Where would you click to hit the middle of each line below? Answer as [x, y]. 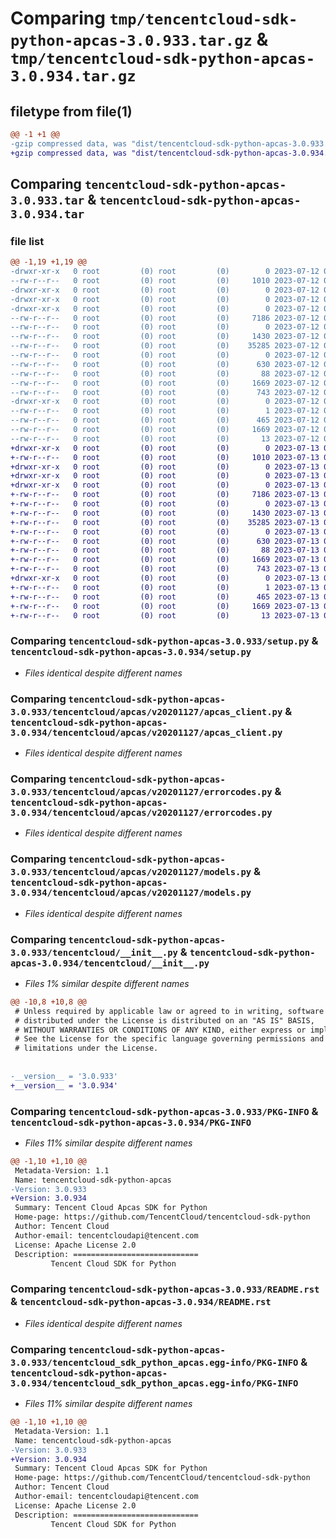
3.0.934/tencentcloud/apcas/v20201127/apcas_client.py [146, 732]
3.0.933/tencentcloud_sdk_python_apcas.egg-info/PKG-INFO [154, 1362]
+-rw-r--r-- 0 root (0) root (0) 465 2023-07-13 [165, 597]
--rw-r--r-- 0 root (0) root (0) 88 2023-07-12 [165, 373]
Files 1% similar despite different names [107, 983]
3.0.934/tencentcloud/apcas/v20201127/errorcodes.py [141, 812]
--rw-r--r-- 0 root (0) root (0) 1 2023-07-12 [165, 411]
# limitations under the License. [86, 1048]
